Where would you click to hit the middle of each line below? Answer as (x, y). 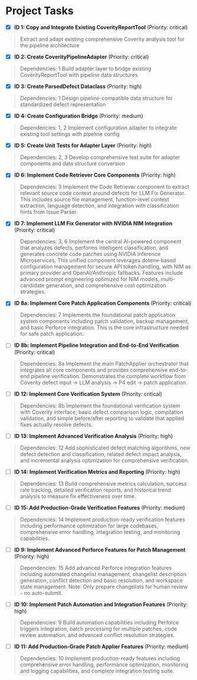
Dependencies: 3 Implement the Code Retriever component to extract (105, 187)
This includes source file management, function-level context (94, 200)
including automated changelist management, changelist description (103, 574)
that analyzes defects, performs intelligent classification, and (94, 248)
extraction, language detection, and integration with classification (99, 206)
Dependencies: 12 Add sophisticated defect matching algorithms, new (105, 448)
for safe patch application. (52, 334)
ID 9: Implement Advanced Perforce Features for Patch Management (100, 549)
